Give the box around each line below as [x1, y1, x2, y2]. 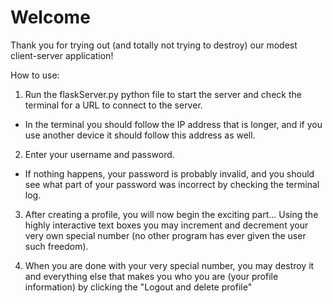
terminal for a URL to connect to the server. [24, 99, 203, 111]
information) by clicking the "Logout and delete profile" [24, 281, 253, 293]
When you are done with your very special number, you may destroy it [24, 259, 315, 271]
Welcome [10, 6, 91, 29]
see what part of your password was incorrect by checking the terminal [24, 178, 320, 190]
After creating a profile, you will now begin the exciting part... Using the [24, 208, 319, 220]
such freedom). [24, 240, 89, 252]
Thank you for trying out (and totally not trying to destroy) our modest [10, 39, 298, 51]
